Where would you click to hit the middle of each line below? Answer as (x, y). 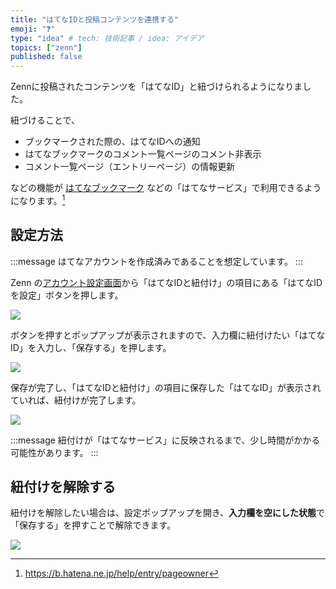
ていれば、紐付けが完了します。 (76, 400)
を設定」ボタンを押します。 (67, 295)
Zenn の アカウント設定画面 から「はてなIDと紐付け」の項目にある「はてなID (166, 282)
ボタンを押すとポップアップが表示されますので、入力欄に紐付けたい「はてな (168, 335)
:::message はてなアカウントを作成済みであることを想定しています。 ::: (156, 261)
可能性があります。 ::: (54, 452)
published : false (46, 57)
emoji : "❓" (33, 29)
